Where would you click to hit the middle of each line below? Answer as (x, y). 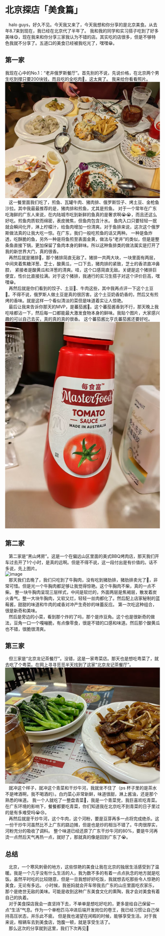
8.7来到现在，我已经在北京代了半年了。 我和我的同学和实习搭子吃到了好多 (84, 30)
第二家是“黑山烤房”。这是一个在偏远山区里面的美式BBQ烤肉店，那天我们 (82, 556)
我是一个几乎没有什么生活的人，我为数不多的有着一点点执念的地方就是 (84, 873)
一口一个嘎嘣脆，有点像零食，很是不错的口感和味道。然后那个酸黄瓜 (91, 623)
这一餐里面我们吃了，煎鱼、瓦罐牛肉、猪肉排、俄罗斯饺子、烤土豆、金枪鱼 (84, 202)
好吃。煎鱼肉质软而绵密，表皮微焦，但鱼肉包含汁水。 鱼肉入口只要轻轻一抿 (81, 220)
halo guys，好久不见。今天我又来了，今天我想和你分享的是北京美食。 (79, 25)
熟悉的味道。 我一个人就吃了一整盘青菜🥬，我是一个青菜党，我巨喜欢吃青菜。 (82, 800)
